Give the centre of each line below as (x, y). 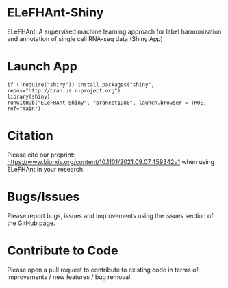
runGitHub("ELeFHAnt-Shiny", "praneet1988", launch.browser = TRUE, (107, 103)
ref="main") (24, 108)
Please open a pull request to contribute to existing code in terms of (103, 270)
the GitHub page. (31, 223)
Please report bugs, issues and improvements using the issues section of (110, 215)
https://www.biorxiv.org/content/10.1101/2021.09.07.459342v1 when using (111, 161)
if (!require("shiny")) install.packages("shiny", (81, 84)
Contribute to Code (63, 250)
